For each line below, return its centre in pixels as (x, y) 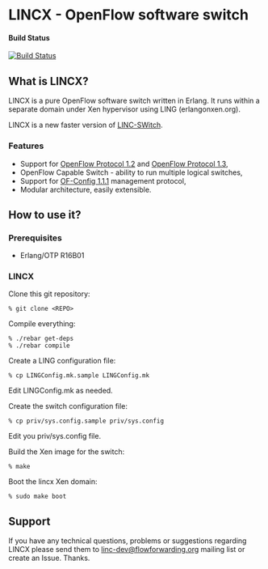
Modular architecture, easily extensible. (86, 189)
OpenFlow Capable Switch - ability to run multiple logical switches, (131, 172)
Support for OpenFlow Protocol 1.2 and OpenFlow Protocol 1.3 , (124, 163)
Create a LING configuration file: (62, 361)
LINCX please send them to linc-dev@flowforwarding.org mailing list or (127, 550)
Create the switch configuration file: (68, 406)
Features (26, 146)
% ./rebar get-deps (41, 339)
